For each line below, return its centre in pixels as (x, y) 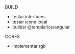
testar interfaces (29, 16)
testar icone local (30, 22)
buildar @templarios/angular (41, 27)
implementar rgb (29, 46)
